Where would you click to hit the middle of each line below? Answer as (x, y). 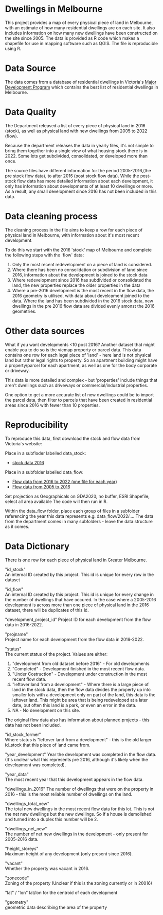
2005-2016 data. (22, 839)
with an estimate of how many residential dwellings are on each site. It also (80, 27)
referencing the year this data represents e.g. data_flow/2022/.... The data (79, 516)
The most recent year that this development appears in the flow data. (74, 779)
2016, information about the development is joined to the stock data (80, 274)
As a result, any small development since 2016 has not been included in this (81, 191)
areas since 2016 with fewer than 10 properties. (53, 405)
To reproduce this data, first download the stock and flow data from (73, 438)
